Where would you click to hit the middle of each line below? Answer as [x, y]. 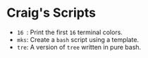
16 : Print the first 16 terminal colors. [69, 32]
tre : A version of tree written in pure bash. [79, 47]
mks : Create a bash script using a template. [78, 39]
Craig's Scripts [51, 13]
